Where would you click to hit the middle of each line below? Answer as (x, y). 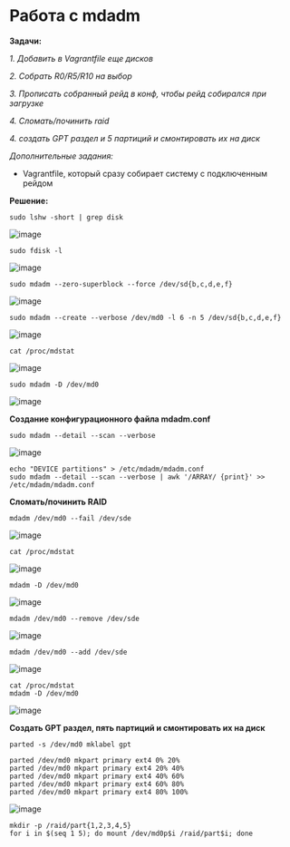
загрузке (26, 103)
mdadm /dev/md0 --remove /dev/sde (75, 618)
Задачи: (26, 41)
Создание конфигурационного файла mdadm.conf (110, 419)
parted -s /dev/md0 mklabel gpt (70, 745)
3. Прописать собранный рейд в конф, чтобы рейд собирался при (138, 93)
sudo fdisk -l (36, 250)
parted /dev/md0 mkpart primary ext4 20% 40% (97, 768)
